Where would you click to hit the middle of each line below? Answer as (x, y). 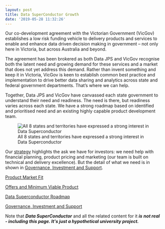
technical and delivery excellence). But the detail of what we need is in (78, 162)
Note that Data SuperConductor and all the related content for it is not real (82, 216)
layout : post (19, 10)
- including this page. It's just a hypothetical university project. (72, 221)
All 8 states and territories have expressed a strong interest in (81, 137)
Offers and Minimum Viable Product (42, 187)
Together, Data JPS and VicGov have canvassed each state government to (82, 95)
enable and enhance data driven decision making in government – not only (82, 44)
